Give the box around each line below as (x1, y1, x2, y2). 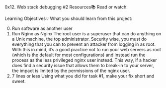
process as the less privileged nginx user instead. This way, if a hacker (11, 57, 157, 63)
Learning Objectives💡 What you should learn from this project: (4, 15, 133, 21)
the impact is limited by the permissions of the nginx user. (11, 68, 130, 74)
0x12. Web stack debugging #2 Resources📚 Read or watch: (4, 4, 128, 10)
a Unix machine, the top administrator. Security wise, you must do (11, 36, 147, 42)
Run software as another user (11, 25, 73, 31)
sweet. (11, 79, 26, 84)
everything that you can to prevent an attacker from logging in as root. (11, 41, 156, 47)
